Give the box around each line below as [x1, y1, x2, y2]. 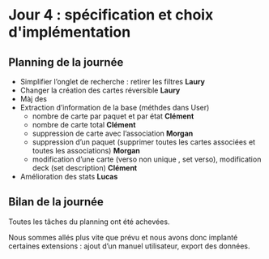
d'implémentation [8, 23, 131, 41]
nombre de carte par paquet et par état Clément [32, 111, 194, 121]
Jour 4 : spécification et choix [8, 6, 214, 24]
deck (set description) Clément [32, 163, 138, 172]
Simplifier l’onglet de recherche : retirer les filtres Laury [19, 77, 205, 86]
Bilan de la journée [8, 195, 104, 209]
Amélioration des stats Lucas [19, 172, 118, 181]
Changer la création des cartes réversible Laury [19, 85, 181, 95]
